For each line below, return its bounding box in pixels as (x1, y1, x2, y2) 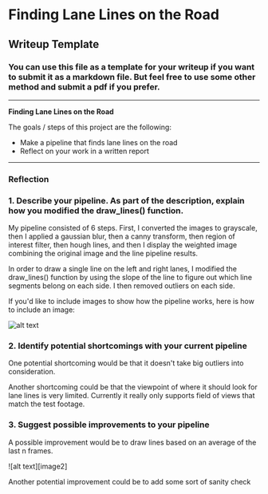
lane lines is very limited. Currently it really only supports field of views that (8, 391, 255, 401)
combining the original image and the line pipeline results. (8, 249, 198, 259)
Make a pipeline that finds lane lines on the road (19, 137, 178, 147)
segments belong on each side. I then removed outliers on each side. (8, 281, 235, 290)
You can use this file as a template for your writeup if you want (8, 61, 255, 73)
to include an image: (8, 305, 76, 314)
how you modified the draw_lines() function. (8, 205, 184, 216)
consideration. (8, 367, 56, 377)
